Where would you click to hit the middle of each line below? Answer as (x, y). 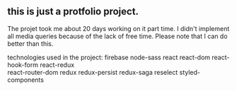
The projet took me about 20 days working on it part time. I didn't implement (118, 28)
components (26, 80)
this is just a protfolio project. (73, 12)
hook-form (23, 65)
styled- (190, 72)
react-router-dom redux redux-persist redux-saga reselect (93, 72)
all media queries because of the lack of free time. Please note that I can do (117, 36)
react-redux (57, 65)
